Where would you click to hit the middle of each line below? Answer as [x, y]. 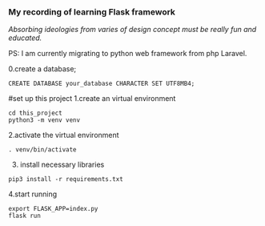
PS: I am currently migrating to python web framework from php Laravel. [128, 54]
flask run [25, 216]
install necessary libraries [62, 165]
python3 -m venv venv [44, 120]
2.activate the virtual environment [64, 135]
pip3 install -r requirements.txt [66, 180]
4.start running [33, 194]
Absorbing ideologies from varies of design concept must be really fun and [132, 30]
